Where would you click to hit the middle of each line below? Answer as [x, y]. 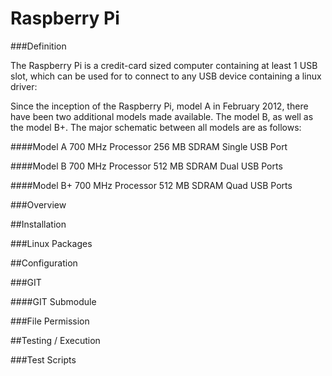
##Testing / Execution [55, 340]
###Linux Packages [51, 243]
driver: [24, 86]
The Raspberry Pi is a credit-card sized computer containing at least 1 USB [164, 65]
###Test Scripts [43, 359]
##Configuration [44, 263]
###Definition [38, 46]
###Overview [38, 204]
